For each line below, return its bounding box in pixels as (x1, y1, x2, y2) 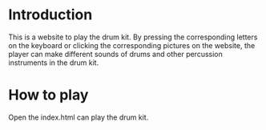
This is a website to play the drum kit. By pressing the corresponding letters (8, 32, 258, 42)
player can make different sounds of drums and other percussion (8, 49, 223, 59)
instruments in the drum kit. (8, 58, 99, 67)
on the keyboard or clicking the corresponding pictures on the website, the (8, 40, 256, 50)
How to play (8, 86, 89, 104)
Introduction (8, 6, 93, 24)
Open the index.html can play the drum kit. (8, 112, 149, 122)
